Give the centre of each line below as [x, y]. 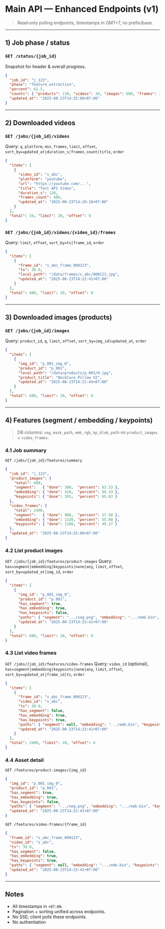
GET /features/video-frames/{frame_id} [46, 824]
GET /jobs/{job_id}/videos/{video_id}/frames [61, 232]
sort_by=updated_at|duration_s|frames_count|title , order [65, 152]
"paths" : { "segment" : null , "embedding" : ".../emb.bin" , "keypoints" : [84, 865]
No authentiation [29, 922]
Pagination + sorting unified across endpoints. [59, 911]
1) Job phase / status [38, 43]
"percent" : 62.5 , [27, 89]
